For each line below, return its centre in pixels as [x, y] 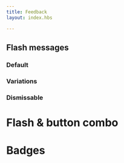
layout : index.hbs [29, 18]
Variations [22, 81]
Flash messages [38, 47]
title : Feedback [27, 12]
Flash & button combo [62, 123]
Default [18, 64]
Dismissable [25, 97]
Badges [26, 151]
